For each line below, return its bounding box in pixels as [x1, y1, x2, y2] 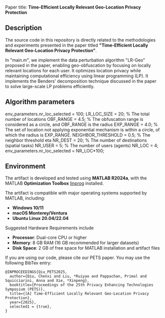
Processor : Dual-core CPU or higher [12, 235, 87, 241]
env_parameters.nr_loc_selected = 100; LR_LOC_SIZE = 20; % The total [5, 111, 150, 117]
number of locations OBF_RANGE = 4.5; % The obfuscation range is [5, 116, 143, 122]
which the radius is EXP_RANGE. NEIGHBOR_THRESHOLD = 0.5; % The [5, 132, 151, 138]
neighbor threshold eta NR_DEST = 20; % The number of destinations [5, 137, 147, 143]
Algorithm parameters [5, 98, 75, 106]
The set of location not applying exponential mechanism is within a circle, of [5, 126, 160, 133]
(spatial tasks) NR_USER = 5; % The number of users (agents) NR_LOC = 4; [5, 142, 159, 148]
